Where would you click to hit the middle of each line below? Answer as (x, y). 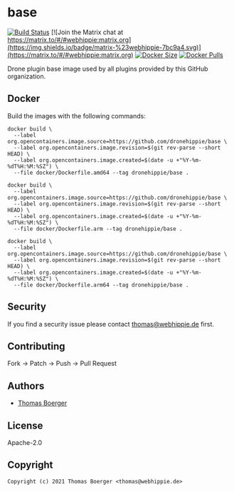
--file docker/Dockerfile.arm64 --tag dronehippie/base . (102, 285)
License (25, 425)
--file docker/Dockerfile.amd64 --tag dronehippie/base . (102, 173)
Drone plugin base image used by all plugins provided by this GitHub (108, 68)
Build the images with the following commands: (76, 116)
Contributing (36, 346)
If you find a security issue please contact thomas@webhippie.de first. (111, 324)
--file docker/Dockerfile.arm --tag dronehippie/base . (98, 229)
